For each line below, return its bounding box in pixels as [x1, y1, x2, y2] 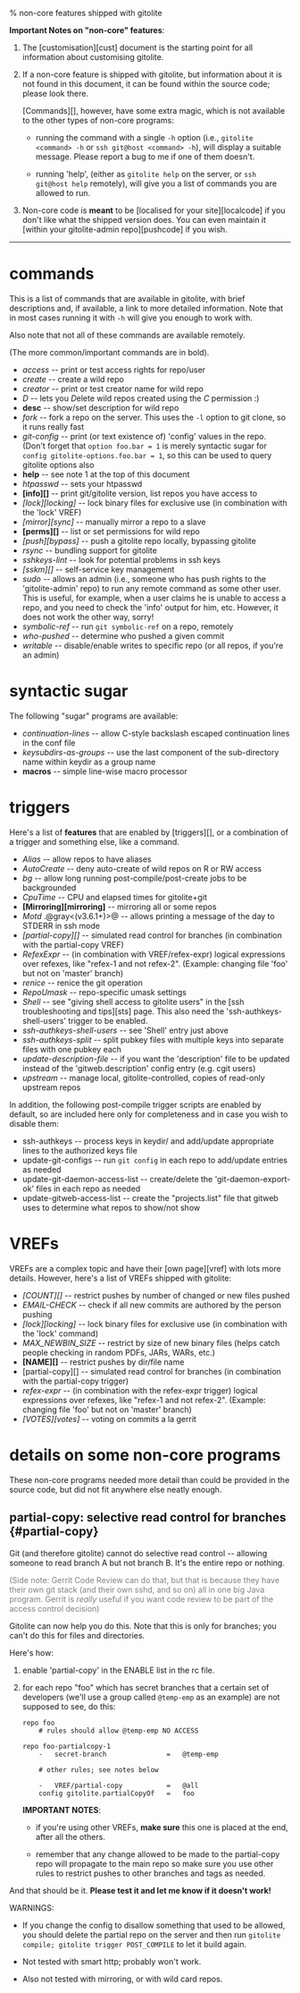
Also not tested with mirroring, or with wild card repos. [21, 1973, 223, 1984]
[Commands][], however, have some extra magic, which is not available [21, 106, 286, 115]
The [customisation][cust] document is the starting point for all [21, 42, 254, 53]
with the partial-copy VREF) [21, 939, 125, 950]
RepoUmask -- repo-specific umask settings [21, 986, 187, 997]
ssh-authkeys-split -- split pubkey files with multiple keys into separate [21, 1034, 284, 1045]
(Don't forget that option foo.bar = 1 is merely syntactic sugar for [21, 440, 268, 451]
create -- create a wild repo [21, 373, 125, 384]
